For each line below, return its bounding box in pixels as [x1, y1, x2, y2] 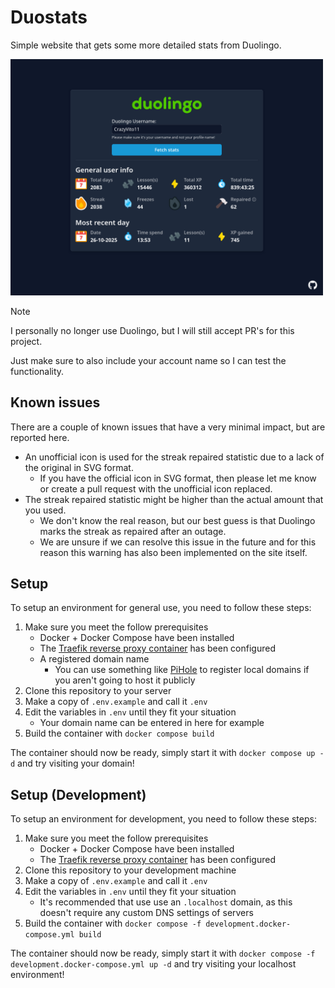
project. [10, 335, 43, 347]
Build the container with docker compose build [24, 727, 215, 740]
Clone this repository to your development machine [24, 864, 237, 876]
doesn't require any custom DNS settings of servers [39, 907, 254, 919]
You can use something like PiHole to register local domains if [54, 664, 310, 676]
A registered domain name [39, 653, 150, 665]
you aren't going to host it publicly [54, 674, 196, 686]
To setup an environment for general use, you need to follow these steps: [10, 602, 312, 614]
